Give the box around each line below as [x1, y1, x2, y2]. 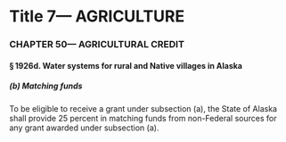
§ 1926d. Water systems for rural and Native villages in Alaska [9, 60, 243, 71]
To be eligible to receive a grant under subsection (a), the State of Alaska [9, 103, 278, 113]
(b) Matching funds [9, 80, 83, 91]
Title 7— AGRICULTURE [9, 6, 185, 27]
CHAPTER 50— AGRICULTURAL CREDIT [9, 38, 185, 51]
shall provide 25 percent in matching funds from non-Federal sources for [9, 113, 277, 123]
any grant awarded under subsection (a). [9, 122, 159, 133]
